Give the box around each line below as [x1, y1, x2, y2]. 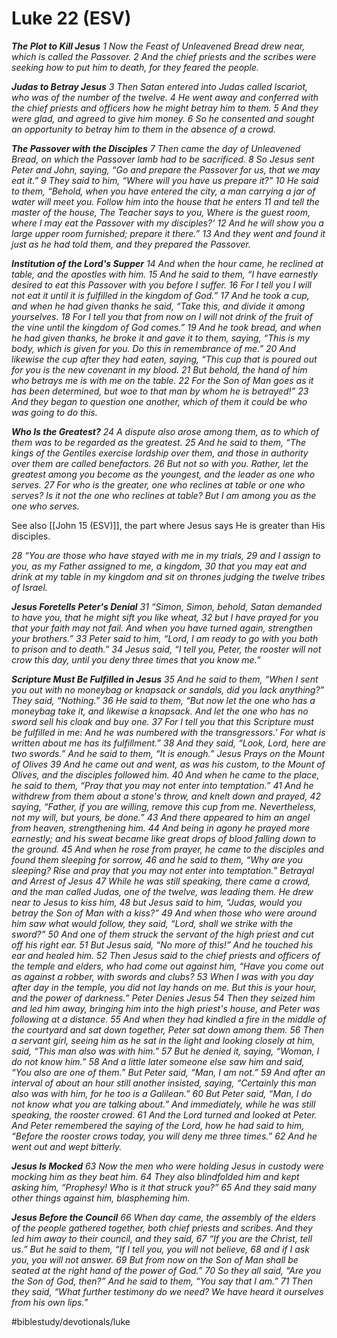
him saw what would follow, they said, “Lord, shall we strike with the [11, 917, 294, 929]
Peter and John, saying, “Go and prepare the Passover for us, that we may [11, 163, 321, 176]
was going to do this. [11, 406, 98, 418]
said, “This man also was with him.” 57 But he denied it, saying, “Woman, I [11, 1045, 320, 1057]
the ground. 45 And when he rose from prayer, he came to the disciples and [11, 843, 325, 855]
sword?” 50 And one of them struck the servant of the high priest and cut [11, 928, 314, 940]
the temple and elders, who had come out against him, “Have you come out [11, 960, 324, 972]
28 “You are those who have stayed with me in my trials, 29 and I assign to [11, 549, 321, 561]
